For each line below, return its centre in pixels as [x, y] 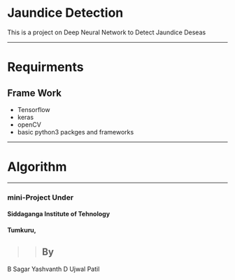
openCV [29, 125]
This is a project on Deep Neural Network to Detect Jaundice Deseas [107, 32]
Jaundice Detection [65, 13]
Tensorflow [34, 109]
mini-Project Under [41, 197]
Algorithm [37, 167]
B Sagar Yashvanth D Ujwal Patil [54, 269]
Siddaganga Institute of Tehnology [59, 214]
